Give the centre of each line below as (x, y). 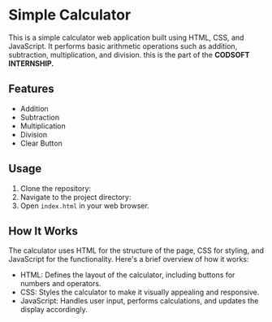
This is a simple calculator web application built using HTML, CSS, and (126, 37)
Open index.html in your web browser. (85, 206)
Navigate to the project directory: (76, 197)
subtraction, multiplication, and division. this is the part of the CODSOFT (129, 54)
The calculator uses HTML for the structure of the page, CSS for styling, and (136, 250)
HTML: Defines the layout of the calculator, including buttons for (127, 275)
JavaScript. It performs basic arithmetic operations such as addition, (123, 46)
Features (31, 89)
